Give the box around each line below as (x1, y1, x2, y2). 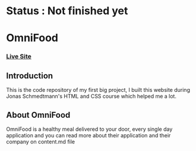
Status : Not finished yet (6, 4, 128, 18)
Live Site (6, 52, 31, 60)
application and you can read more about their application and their (6, 131, 171, 139)
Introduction (6, 70, 53, 81)
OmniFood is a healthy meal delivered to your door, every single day (6, 126, 173, 133)
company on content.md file (6, 138, 75, 145)
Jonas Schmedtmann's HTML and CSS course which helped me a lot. (6, 93, 177, 100)
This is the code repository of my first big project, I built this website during (6, 86, 190, 94)
